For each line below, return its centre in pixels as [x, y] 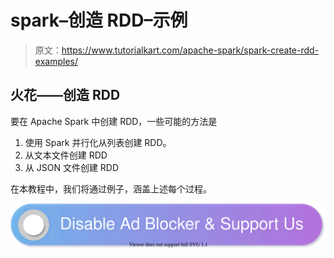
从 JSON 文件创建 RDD [72, 167]
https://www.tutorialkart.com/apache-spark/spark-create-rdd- [190, 50]
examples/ [56, 61]
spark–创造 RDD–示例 [99, 20]
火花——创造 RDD [65, 95]
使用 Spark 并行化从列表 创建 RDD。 [98, 142]
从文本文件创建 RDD [66, 155]
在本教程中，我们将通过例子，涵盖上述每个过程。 [111, 188]
